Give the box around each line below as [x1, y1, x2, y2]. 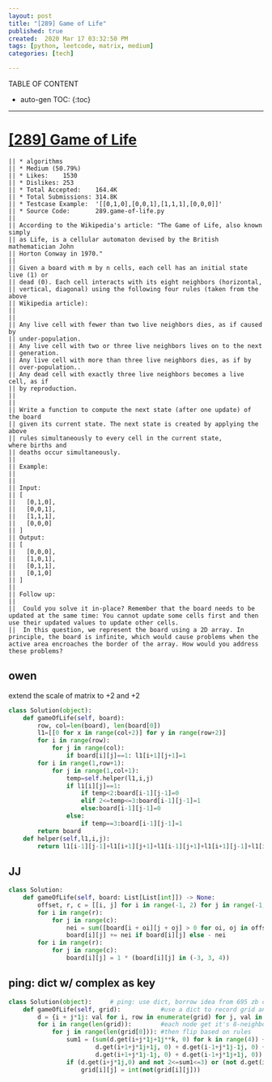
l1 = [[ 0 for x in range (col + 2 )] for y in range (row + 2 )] [37, 729, 227, 737]
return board [37, 827, 82, 835]
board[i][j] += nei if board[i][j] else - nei [66, 931, 227, 939]
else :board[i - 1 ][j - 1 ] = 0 [80, 805, 161, 813]
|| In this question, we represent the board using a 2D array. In [8, 625, 244, 633]
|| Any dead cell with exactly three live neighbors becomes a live [8, 370, 244, 378]
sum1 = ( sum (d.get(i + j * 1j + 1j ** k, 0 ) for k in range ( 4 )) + [66, 1036, 266, 1044]
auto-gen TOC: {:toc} [19, 95, 91, 104]
